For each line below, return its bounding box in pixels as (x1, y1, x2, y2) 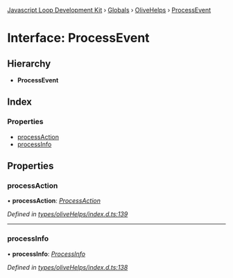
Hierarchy (7, 58, 51, 69)
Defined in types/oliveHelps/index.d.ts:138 (7, 263, 128, 271)
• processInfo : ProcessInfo (7, 250, 85, 258)
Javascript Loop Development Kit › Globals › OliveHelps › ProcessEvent (7, 6, 212, 14)
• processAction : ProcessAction (7, 197, 101, 205)
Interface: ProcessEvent (7, 31, 150, 46)
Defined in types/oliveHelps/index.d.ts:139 (7, 210, 128, 218)
